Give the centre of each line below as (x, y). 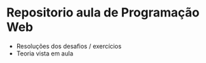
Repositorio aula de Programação (103, 13)
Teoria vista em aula (44, 53)
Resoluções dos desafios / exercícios (69, 46)
